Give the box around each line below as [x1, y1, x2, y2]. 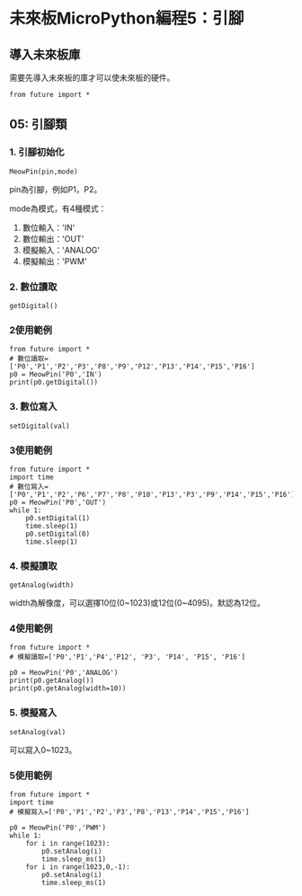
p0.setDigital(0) [25, 529, 91, 538]
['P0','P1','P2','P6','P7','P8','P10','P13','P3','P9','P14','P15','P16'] [9, 490, 296, 499]
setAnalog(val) [9, 727, 67, 737]
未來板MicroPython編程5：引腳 [9, 8, 244, 29]
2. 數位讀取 [9, 280, 58, 293]
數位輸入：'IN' [22, 222, 75, 233]
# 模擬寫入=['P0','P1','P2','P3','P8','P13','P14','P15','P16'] [9, 808, 250, 817]
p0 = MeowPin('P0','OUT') [9, 498, 106, 507]
